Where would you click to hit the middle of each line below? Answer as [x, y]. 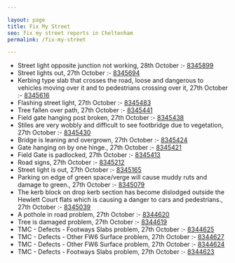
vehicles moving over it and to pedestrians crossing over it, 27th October [122, 88]
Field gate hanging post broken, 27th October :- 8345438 [101, 118]
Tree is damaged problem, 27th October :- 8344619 [92, 222]
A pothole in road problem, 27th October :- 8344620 [93, 215]
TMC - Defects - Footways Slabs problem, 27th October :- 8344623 [116, 252]
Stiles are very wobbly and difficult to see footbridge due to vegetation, [120, 125]
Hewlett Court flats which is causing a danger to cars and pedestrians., [120, 200]
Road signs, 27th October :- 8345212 [71, 163]
